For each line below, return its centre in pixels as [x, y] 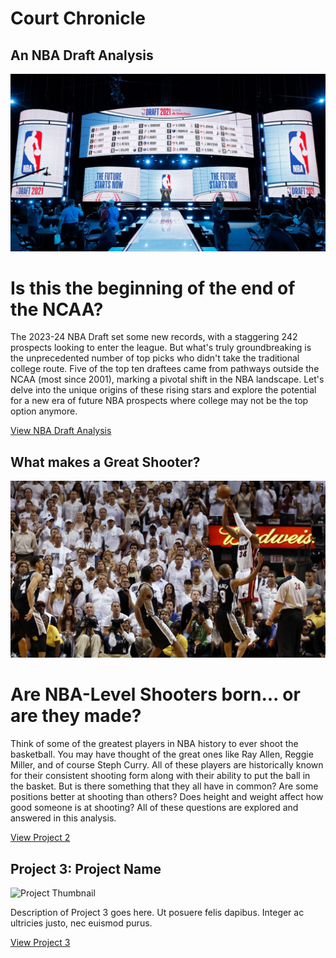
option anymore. [44, 411]
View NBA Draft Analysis [61, 431]
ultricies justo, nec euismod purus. [81, 923]
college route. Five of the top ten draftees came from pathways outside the [165, 369]
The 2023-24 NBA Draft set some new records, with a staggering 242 [154, 337]
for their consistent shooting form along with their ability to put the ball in [160, 776]
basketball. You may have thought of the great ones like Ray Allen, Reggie [162, 754]
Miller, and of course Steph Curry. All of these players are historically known [167, 765]
